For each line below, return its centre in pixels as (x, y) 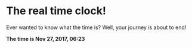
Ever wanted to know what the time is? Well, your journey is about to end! (96, 27)
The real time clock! (56, 11)
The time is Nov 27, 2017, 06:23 (46, 39)
